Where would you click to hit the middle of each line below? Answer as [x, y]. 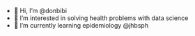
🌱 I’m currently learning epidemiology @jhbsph [81, 25]
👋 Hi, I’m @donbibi [40, 11]
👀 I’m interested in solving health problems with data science [101, 18]
